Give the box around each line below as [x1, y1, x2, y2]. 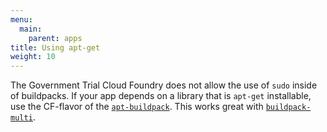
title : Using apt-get [10, 42, 101, 53]
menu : [10, 14, 33, 25]
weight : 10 [10, 52, 56, 62]
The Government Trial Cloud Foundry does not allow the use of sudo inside [10, 79, 318, 91]
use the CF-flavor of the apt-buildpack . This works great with [10, 101, 264, 113]
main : [19, 24, 43, 34]
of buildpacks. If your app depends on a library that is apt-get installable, [10, 90, 312, 102]
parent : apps [28, 33, 83, 43]
